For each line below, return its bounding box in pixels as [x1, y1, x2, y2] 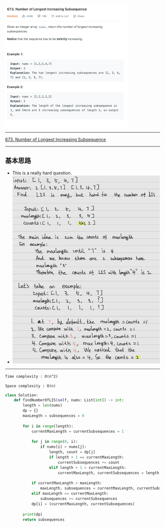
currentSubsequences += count [57, 460, 120, 465]
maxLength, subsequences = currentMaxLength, [40, 486, 135, 491]
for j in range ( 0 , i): [31, 439, 78, 444]
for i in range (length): [23, 424, 74, 429]
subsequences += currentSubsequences [40, 497, 118, 501]
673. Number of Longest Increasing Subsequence [5, 137, 107, 142]
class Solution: [5, 392, 38, 398]
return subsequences [23, 517, 65, 522]
